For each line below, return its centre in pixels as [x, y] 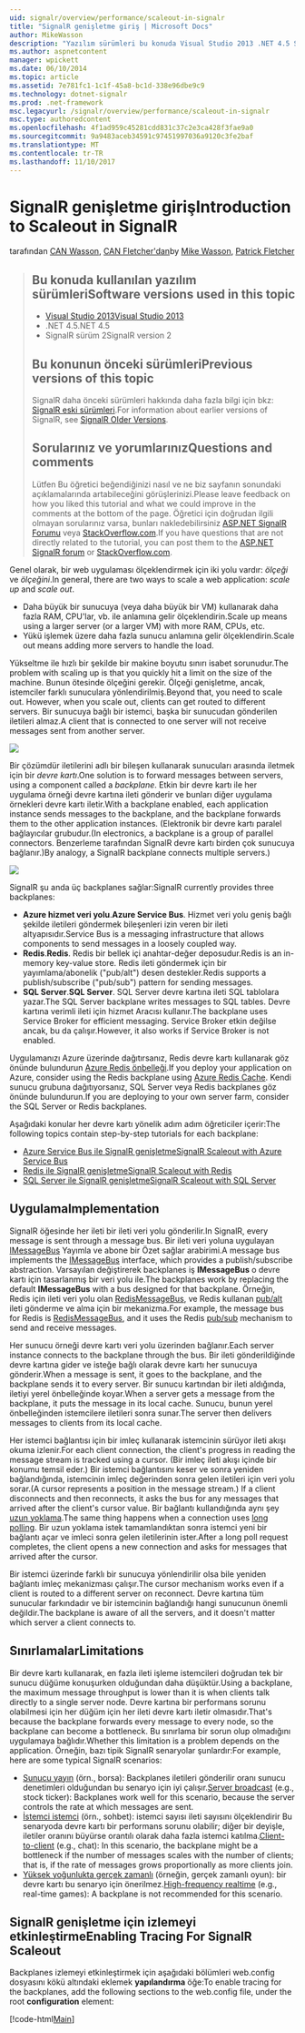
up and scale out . [42, 589]
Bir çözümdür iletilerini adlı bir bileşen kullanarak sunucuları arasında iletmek [152, 765]
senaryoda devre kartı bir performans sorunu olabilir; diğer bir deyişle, [153, 1825]
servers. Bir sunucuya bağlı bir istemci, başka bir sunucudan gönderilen [143, 711]
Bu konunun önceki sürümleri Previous [142, 364]
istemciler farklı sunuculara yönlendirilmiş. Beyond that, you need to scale [146, 692]
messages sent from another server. [77, 730]
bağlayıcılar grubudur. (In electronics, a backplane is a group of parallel [142, 833]
